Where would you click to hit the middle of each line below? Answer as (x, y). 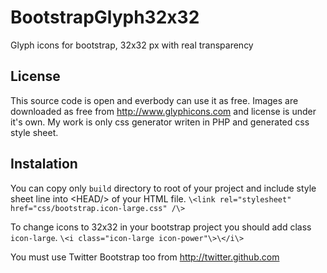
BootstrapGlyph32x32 (105, 17)
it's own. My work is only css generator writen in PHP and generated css (160, 122)
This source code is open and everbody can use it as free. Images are (154, 100)
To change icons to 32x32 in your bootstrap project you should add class (161, 227)
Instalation (44, 164)
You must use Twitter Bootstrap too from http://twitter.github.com (145, 257)
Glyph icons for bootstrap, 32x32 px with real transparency (132, 45)
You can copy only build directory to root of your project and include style (163, 188)
